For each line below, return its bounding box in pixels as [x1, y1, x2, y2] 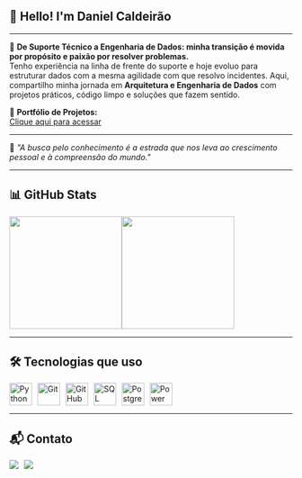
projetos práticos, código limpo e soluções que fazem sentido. [9, 89, 241, 100]
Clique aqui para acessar [9, 116, 102, 127]
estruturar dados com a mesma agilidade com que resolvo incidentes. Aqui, [9, 69, 289, 81]
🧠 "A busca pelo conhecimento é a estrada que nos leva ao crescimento [9, 141, 278, 153]
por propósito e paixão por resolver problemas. [9, 50, 189, 61]
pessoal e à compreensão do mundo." [9, 151, 151, 162]
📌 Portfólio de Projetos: [9, 106, 98, 117]
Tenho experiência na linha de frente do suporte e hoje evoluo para [9, 60, 259, 71]
